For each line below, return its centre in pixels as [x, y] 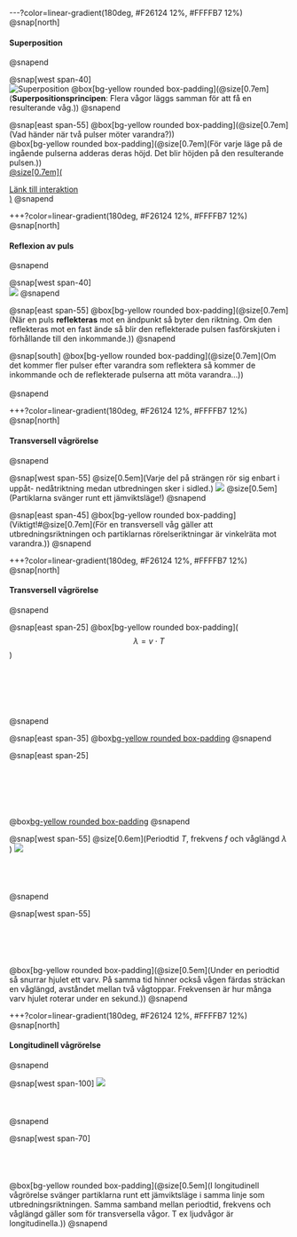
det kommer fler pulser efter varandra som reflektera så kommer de [133, 365]
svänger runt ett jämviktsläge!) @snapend [129, 497]
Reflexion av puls [42, 246]
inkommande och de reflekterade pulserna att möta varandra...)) [126, 375]
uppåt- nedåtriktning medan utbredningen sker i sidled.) [112, 488]
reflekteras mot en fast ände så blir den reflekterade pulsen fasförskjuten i [145, 329]
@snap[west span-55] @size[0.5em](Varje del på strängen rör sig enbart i [145, 478]
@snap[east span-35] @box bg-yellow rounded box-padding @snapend [141, 738]
